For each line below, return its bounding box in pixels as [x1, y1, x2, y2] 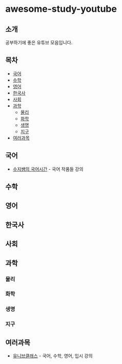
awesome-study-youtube [5, 3, 117, 15]
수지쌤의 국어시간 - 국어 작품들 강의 [12, 166, 84, 172]
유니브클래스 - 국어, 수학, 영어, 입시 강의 [12, 353, 93, 359]
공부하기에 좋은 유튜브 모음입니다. [5, 40, 73, 45]
